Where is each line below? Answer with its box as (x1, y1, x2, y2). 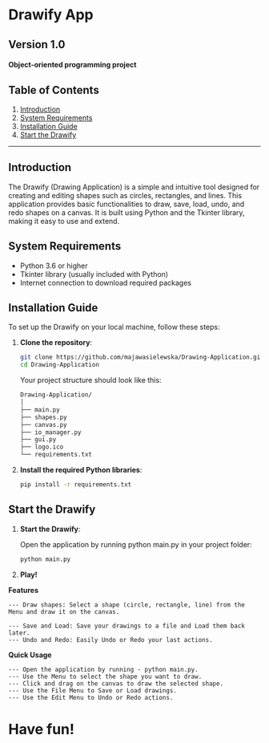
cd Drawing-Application (19, 361, 100, 369)
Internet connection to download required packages (19, 278, 192, 287)
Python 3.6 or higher (19, 261, 88, 270)
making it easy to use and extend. (8, 216, 120, 225)
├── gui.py (19, 436, 57, 444)
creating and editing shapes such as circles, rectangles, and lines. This (8, 190, 243, 200)
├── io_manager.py (19, 428, 82, 436)
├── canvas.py (19, 420, 67, 428)
